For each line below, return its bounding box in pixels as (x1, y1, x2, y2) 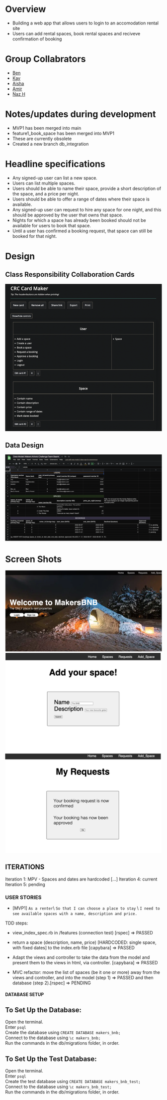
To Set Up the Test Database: (5, 1055, 97, 1063)
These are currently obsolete (12, 136, 72, 142)
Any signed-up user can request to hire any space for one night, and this (12, 206, 162, 212)
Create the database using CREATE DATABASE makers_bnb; (5, 1030, 121, 1036)
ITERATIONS (5, 863, 45, 871)
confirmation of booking (12, 36, 62, 42)
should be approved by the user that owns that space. (12, 212, 123, 218)
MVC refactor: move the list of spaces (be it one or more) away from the (12, 969, 160, 975)
